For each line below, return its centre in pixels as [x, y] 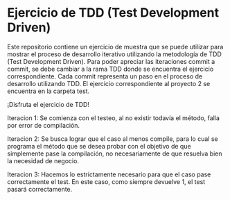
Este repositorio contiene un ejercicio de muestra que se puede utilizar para [115, 47]
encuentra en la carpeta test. [48, 91]
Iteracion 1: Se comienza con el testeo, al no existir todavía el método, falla [114, 118]
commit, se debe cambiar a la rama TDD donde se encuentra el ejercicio [110, 69]
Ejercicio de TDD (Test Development [113, 13]
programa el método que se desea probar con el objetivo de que [99, 146]
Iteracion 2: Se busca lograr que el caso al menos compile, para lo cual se [113, 139]
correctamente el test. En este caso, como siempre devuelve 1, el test [106, 181]
